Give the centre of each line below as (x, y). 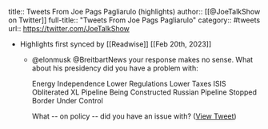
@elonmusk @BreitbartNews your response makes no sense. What (142, 60)
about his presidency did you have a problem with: (115, 68)
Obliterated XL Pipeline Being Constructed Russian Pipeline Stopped (144, 92)
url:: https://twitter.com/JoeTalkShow (69, 28)
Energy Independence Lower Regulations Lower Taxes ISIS (129, 84)
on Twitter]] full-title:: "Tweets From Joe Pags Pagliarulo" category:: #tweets (134, 20)
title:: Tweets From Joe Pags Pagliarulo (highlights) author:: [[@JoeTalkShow (134, 12)
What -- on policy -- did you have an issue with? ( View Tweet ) (134, 116)
